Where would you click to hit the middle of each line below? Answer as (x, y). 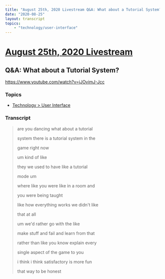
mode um (27, 176)
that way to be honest (39, 271)
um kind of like (32, 157)
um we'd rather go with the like (48, 224)
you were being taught (40, 195)
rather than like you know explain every (57, 243)
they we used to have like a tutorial (52, 167)
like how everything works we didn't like (58, 204)
